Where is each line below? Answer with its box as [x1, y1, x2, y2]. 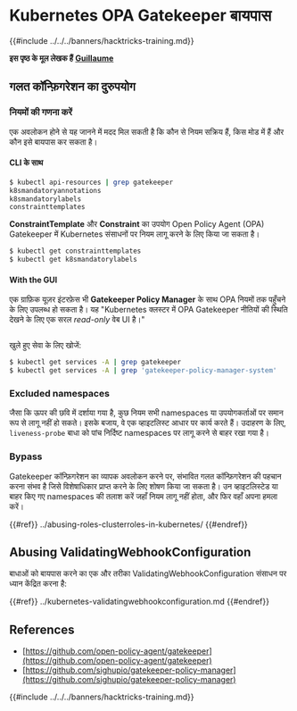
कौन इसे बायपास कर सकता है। [9, 136, 98, 147]
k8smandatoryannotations [9, 186, 102, 195]
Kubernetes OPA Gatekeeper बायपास [9, 5, 272, 26]
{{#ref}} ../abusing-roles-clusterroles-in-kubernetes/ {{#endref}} [9, 519, 248, 530]
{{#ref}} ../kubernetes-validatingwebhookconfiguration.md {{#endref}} [9, 596, 270, 607]
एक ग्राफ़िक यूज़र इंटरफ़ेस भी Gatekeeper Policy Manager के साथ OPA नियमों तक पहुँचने [9, 294, 286, 305]
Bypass [9, 450, 43, 463]
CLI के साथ [9, 157, 44, 168]
